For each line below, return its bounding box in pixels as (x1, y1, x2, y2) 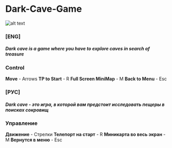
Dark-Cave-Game (5, 3, 82, 15)
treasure (5, 51, 24, 57)
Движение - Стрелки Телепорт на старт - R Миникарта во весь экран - (5, 132, 166, 138)
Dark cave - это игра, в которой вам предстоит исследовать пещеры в (5, 101, 165, 107)
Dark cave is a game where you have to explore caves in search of (5, 46, 150, 52)
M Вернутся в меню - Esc (5, 137, 63, 143)
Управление (5, 120, 37, 127)
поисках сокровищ (5, 106, 49, 113)
